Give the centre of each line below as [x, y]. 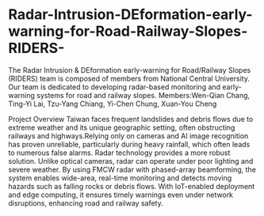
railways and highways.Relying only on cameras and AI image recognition [128, 135]
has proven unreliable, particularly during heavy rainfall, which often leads [129, 144]
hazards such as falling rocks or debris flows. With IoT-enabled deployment [132, 186]
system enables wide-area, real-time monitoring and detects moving [120, 178]
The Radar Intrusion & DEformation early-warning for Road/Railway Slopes [130, 70]
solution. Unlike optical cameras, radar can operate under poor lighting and [131, 161]
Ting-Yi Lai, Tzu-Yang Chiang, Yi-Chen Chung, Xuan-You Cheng [113, 104]
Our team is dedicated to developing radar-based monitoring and [114, 87]
